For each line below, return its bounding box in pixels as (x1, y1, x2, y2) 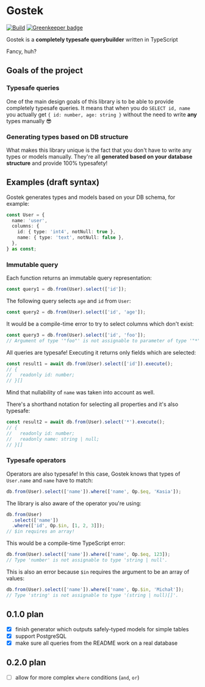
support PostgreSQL (15, 632, 67, 640)
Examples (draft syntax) (6, 177, 99, 187)
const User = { (6, 212, 45, 218)
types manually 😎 (6, 117, 52, 124)
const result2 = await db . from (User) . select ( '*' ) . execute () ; (6, 419, 165, 426)
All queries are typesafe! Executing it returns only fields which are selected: (6, 348, 196, 356)
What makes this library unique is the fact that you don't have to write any (6, 146, 192, 154)
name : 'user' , (12, 217, 48, 223)
